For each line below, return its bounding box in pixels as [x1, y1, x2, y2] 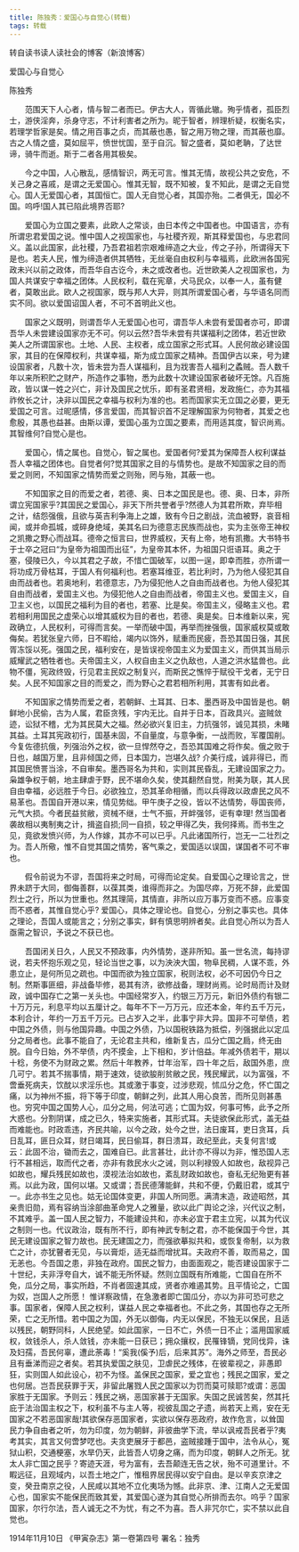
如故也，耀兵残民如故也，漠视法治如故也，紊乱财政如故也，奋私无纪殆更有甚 [9, 1168, 290, 1179]
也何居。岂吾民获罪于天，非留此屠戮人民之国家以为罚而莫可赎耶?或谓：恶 [9, 1380, 279, 1391]
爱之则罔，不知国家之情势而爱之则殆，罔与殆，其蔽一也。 [9, 469, 220, 479]
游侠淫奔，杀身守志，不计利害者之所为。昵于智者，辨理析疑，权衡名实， [24, 115, 290, 126]
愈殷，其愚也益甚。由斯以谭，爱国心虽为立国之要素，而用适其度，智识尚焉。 [9, 416, 290, 428]
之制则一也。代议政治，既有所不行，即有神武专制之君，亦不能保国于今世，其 [9, 1224, 290, 1235]
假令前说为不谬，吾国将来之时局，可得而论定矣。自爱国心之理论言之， [24, 870, 282, 882]
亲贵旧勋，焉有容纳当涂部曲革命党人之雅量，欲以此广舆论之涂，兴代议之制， [9, 1202, 290, 1213]
